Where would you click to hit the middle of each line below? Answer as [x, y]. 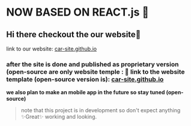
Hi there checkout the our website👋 [74, 34]
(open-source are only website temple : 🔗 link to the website [95, 71]
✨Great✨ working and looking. [59, 117]
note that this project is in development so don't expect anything [101, 110]
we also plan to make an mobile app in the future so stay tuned [86, 92]
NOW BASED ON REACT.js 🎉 [77, 12]
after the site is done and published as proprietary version [92, 64]
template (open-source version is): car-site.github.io [85, 79]
